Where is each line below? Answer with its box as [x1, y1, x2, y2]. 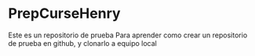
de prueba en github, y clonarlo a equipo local [8, 38, 157, 47]
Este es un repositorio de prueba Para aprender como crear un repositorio [8, 30, 248, 40]
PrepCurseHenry [8, 5, 121, 23]
